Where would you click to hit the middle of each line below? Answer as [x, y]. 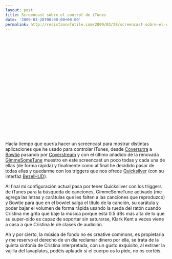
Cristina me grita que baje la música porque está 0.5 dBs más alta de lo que [85, 214]
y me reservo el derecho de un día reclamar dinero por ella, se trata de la [82, 240]
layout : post [19, 10]
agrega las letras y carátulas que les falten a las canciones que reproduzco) [85, 197]
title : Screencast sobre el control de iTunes [56, 15]
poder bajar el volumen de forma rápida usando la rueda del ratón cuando [83, 208]
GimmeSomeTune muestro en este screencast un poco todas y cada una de [85, 160]
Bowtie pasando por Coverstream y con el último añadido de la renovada [82, 155]
